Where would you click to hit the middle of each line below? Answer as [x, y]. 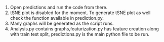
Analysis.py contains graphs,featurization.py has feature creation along [85, 29]
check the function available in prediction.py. [57, 18]
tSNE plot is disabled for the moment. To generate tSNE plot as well [80, 13]
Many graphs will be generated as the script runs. [62, 23]
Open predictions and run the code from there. [59, 7]
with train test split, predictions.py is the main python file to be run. [80, 34]
